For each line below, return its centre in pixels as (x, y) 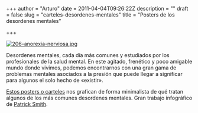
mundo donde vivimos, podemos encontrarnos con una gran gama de (91, 68)
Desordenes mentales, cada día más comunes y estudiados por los (88, 55)
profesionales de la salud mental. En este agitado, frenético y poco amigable (99, 62)
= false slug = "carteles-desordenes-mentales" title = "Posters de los (91, 15)
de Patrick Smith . (27, 104)
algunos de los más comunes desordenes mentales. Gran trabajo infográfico (99, 98)
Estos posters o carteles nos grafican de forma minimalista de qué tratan (95, 92)
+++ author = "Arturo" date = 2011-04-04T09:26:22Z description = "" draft (97, 9)
